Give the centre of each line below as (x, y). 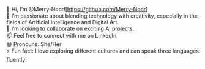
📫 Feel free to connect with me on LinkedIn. (62, 35)
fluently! (17, 60)
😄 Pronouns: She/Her (34, 44)
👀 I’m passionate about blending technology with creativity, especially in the (102, 16)
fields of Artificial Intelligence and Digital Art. (63, 22)
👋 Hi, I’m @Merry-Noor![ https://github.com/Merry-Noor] (77, 9)
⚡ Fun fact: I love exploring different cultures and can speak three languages (102, 51)
